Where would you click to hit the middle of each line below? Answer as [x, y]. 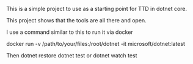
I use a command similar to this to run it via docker [70, 32]
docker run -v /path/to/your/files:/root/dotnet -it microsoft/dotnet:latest [96, 44]
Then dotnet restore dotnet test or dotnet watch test [72, 56]
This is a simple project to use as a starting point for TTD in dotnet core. [97, 9]
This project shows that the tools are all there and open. [76, 20]
